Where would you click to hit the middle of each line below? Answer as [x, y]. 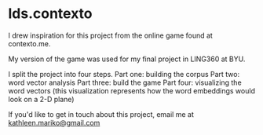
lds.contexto [50, 14]
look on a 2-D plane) [41, 99]
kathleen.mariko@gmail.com [54, 122]
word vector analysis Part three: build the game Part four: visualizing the [125, 82]
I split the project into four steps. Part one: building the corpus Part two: [124, 74]
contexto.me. [29, 43]
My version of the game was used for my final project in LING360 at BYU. [127, 59]
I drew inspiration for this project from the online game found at [111, 35]
